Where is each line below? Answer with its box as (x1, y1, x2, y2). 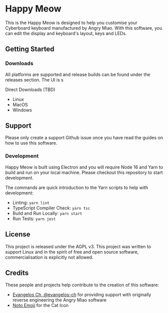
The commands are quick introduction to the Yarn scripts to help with (5, 184, 148, 190)
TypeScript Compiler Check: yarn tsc (12, 204, 90, 211)
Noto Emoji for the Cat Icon (12, 302, 69, 308)
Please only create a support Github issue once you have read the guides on (5, 135, 163, 141)
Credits (5, 268, 29, 277)
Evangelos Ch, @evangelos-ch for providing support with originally (12, 292, 151, 298)
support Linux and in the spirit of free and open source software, (5, 249, 139, 255)
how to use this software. (5, 140, 58, 146)
